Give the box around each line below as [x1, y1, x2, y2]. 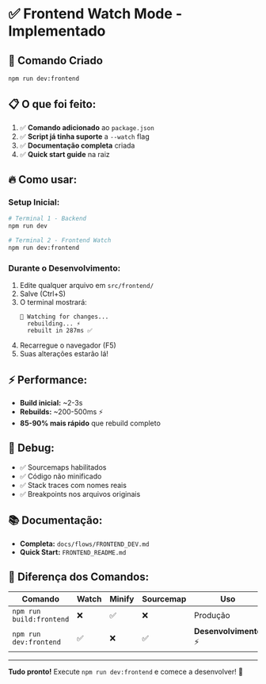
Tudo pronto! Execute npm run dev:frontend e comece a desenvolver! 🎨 [8, 667, 244, 677]
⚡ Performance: [8, 373, 88, 386]
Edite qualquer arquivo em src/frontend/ [19, 281, 154, 290]
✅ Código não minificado [19, 471, 102, 481]
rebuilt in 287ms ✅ [27, 327, 93, 335]
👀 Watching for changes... [19, 313, 109, 321]
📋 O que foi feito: [8, 98, 97, 111]
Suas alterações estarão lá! [19, 349, 109, 359]
